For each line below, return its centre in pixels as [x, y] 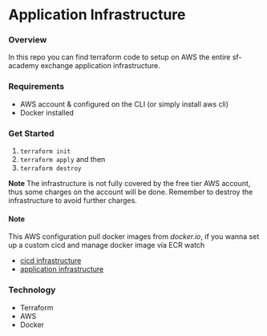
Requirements [36, 87]
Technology [32, 290]
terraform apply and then [63, 160]
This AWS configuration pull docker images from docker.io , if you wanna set [134, 237]
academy [24, 66]
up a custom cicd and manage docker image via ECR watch [107, 245]
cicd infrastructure [51, 261]
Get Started [31, 133]
